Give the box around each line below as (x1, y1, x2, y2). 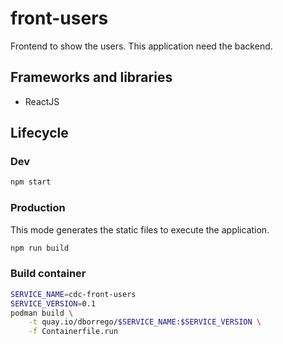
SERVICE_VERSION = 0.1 (10, 298, 97, 309)
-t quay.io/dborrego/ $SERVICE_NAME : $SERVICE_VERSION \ (28, 317, 262, 327)
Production (10, 201, 66, 215)
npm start (10, 177, 52, 187)
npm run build (10, 243, 70, 253)
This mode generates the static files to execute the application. (10, 223, 270, 236)
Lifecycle (10, 125, 69, 142)
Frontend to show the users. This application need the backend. (10, 40, 273, 52)
